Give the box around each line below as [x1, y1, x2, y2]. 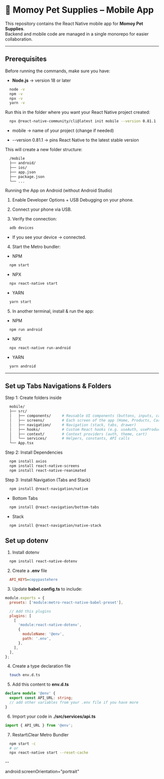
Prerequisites [5, 55, 47, 63]
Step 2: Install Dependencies [5, 449, 63, 455]
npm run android [9, 327, 42, 332]
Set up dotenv [5, 536, 49, 545]
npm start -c [9, 741, 36, 746]
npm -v [9, 91, 23, 96]
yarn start [9, 299, 32, 304]
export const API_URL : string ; [9, 695, 73, 701]
